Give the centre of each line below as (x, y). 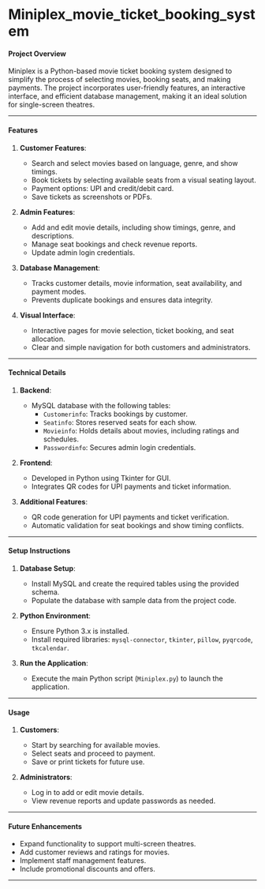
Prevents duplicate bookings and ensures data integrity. (122, 300)
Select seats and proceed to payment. (93, 754)
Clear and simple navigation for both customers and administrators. (141, 347)
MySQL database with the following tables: (101, 405)
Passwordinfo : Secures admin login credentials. (119, 447)
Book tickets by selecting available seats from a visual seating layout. (144, 180)
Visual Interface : (47, 315)
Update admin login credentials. (83, 252)
